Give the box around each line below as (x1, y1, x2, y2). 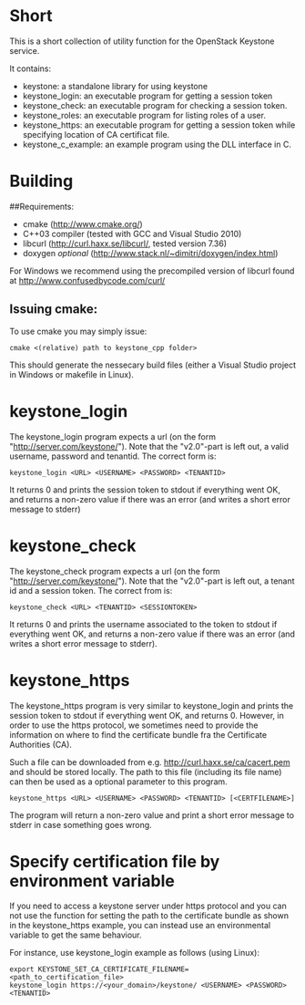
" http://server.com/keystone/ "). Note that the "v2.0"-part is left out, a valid (9, 440, 290, 451)
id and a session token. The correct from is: (9, 585, 173, 596)
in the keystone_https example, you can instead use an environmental (9, 920, 271, 931)
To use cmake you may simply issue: (9, 326, 147, 337)
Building (9, 171, 74, 192)
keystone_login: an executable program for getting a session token (22, 90, 273, 101)
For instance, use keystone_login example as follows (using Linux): (9, 948, 259, 958)
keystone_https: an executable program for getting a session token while (22, 119, 296, 130)
